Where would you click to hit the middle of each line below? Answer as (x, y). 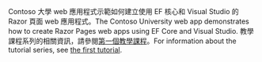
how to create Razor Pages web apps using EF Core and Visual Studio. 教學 (131, 31)
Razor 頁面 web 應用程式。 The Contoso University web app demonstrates (129, 21)
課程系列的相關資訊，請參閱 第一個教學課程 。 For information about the (122, 41)
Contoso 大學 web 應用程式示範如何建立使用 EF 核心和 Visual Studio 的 (123, 11)
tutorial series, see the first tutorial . (65, 50)
